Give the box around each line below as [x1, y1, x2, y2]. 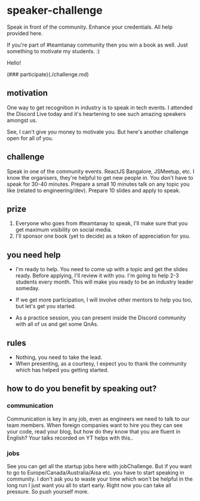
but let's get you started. [15, 303, 76, 310]
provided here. [7, 29, 43, 36]
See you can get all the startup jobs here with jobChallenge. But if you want [7, 462, 192, 469]
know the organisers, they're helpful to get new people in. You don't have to [7, 174, 193, 181]
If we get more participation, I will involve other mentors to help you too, [15, 296, 193, 303]
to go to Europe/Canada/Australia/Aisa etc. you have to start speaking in [7, 469, 184, 476]
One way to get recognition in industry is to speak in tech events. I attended [7, 104, 193, 111]
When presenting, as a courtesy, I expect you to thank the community [15, 360, 187, 367]
